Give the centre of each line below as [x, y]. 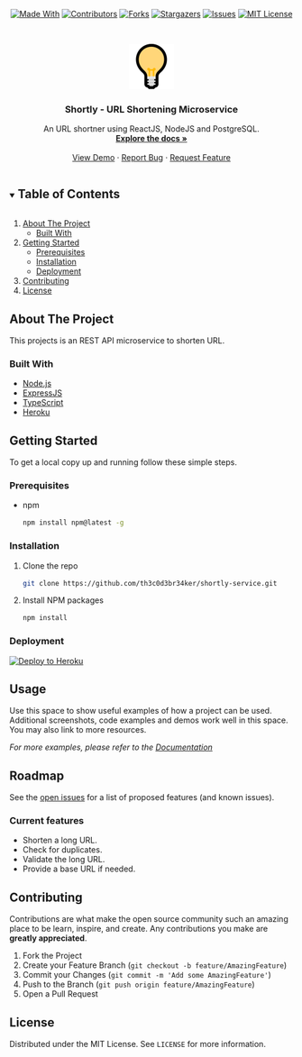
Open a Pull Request [60, 994]
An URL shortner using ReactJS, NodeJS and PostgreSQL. [151, 129]
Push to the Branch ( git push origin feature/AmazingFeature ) [138, 984]
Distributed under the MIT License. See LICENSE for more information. [137, 1044]
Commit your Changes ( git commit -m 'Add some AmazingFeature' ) [147, 975]
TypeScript [43, 403]
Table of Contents [69, 194]
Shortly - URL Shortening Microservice [151, 109]
